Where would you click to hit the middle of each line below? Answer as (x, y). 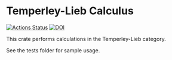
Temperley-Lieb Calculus (70, 11)
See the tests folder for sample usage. (53, 50)
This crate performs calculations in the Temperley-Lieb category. (86, 39)
